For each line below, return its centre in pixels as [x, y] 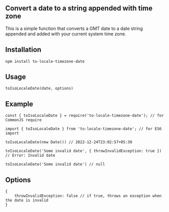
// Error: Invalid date [30, 156]
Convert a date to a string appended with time [79, 8]
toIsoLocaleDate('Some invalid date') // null [55, 164]
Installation [23, 50]
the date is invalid [27, 200]
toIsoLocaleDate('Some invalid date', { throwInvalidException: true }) [83, 151]
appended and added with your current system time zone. [66, 34]
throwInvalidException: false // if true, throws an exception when [88, 196]
